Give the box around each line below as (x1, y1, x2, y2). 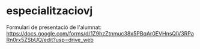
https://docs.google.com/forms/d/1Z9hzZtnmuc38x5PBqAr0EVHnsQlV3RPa (6, 30, 194, 37)
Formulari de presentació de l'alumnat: (6, 24, 102, 31)
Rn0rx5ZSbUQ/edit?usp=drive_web (6, 36, 94, 43)
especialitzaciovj (6, 4, 93, 18)
